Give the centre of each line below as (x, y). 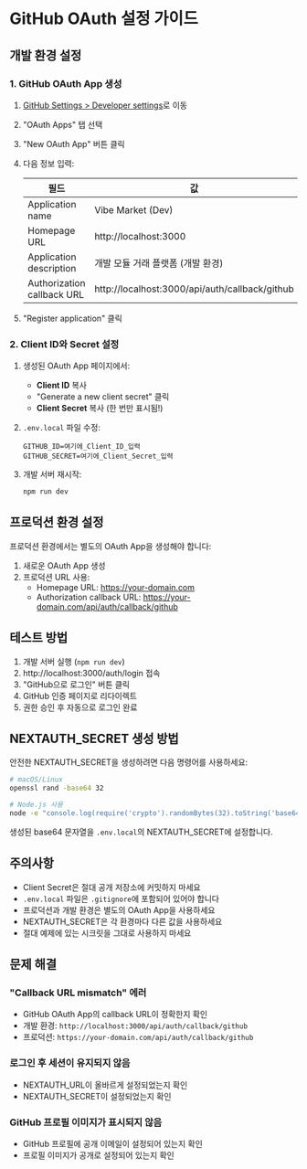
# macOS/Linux (37, 780)
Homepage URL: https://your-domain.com (115, 587)
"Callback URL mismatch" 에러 (78, 993)
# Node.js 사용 (37, 805)
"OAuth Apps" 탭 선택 (63, 124)
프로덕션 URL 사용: (56, 577)
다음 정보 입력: (48, 163)
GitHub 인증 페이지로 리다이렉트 (79, 696)
